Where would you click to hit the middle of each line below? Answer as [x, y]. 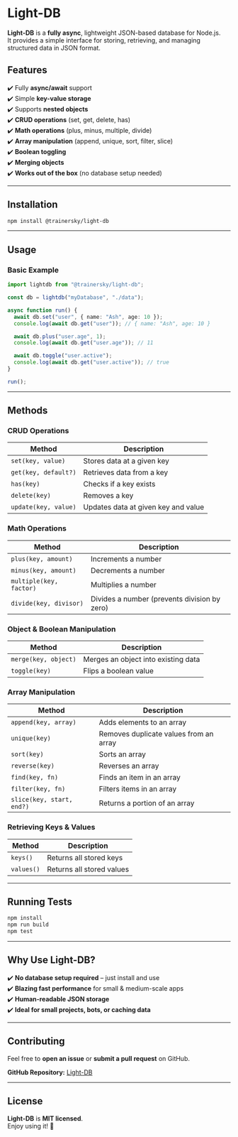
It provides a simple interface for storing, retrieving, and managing [104, 40]
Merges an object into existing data [142, 660]
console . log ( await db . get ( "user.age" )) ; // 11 [84, 343]
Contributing [36, 1041]
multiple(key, [35, 581]
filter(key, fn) [38, 789]
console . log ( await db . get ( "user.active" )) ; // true [92, 363]
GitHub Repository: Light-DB [50, 1072]
